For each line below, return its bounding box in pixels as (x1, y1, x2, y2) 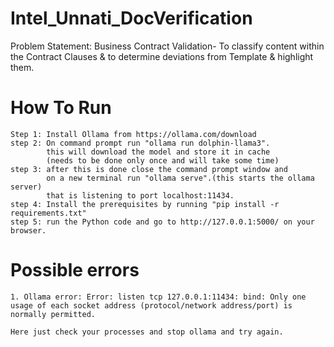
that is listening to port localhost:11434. (46, 190, 235, 201)
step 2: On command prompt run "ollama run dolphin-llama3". (10, 138, 271, 148)
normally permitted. (10, 309, 97, 319)
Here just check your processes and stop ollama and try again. (10, 327, 284, 337)
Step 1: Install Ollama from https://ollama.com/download (10, 129, 257, 139)
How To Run (10, 97, 112, 119)
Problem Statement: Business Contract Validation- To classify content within (10, 40, 325, 52)
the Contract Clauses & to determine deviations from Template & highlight (10, 50, 314, 62)
